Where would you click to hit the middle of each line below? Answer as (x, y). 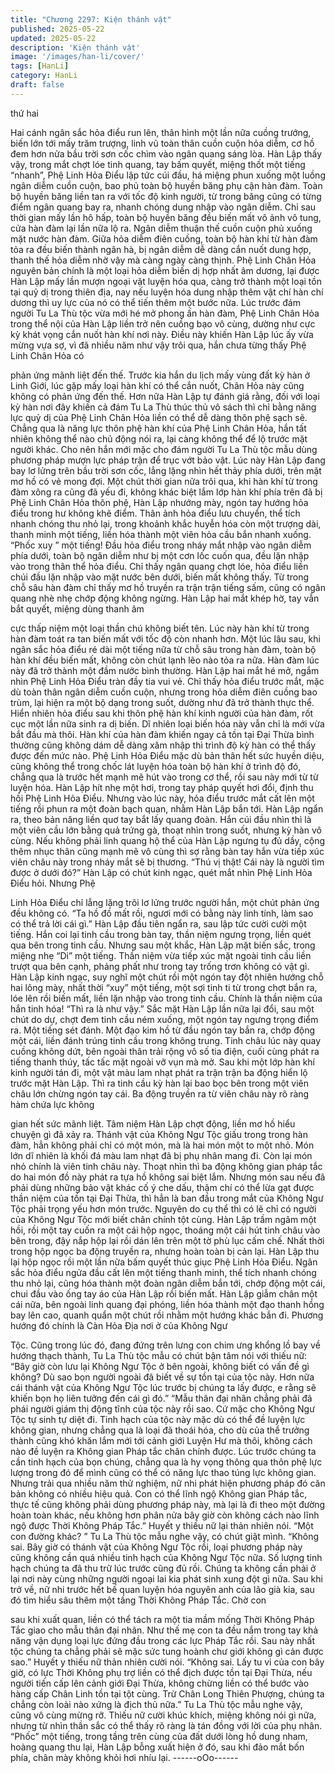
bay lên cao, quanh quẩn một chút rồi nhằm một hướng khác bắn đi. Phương (167, 1315)
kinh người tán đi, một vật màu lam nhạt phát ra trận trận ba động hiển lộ (159, 1072)
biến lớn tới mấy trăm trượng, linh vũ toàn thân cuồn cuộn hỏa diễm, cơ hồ (162, 143)
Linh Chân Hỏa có (47, 355)
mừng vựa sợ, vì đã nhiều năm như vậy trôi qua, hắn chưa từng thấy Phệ (158, 345)
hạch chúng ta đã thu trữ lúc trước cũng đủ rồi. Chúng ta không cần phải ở (163, 1568)
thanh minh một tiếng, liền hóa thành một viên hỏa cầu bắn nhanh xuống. (161, 534)
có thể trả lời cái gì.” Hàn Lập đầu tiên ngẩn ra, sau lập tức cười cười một (158, 923)
